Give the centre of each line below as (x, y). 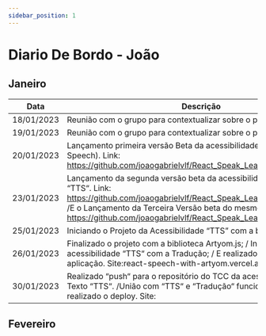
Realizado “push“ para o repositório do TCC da (154, 276)
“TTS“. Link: (89, 188)
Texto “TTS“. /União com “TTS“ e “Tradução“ (151, 286)
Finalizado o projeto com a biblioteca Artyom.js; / (158, 243)
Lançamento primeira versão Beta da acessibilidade (163, 145)
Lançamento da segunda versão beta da (142, 178)
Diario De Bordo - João (84, 54)
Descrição (201, 106)
